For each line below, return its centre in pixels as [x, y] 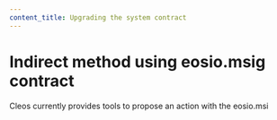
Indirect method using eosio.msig [138, 61]
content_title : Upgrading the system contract [98, 17]
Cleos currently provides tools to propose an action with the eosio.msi [139, 106]
